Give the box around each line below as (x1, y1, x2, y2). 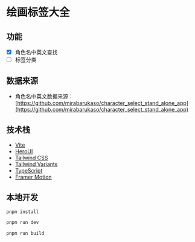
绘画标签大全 (6, 5, 71, 19)
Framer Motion (14, 173, 53, 180)
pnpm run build (6, 231, 45, 237)
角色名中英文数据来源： (14, 92, 74, 100)
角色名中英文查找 (14, 49, 58, 56)
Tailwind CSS (14, 154, 48, 161)
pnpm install (6, 209, 39, 215)
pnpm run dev (6, 220, 39, 226)
